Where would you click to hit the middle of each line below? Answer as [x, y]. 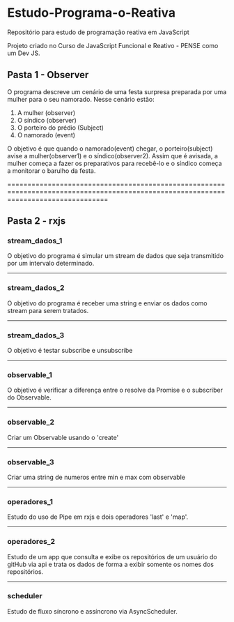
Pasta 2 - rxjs [37, 221]
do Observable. [30, 397]
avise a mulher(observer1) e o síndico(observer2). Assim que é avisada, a [112, 155]
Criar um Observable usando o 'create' [63, 437]
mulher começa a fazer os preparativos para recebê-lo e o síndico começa [115, 163]
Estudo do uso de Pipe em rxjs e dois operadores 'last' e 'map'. [98, 517]
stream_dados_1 [35, 241]
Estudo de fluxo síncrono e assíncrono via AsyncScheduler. [92, 611]
